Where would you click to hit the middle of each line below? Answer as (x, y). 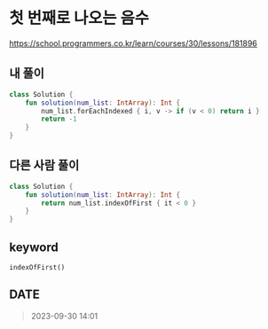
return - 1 (59, 119)
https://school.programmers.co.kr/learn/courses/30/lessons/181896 (133, 43)
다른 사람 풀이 (44, 165)
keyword (34, 247)
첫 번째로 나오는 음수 (79, 18)
